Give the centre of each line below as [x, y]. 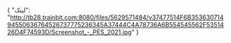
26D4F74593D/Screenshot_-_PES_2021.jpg [69, 32]
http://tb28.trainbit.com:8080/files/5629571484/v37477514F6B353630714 [117, 17]
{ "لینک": [19, 10]
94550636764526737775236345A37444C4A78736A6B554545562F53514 [116, 25]
